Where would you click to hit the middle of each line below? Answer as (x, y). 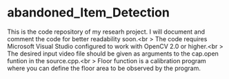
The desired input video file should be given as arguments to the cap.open (113, 54)
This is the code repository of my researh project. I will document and (106, 32)
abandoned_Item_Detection (89, 13)
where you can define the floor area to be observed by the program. (104, 68)
